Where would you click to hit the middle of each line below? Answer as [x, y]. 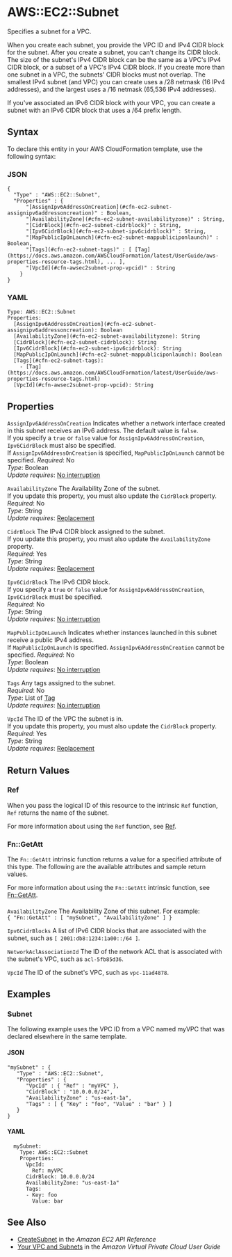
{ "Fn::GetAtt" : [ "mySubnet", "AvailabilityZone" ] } [90, 918]
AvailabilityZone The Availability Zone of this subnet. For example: [103, 911]
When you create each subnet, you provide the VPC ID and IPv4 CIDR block [116, 45]
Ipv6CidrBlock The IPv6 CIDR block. [59, 582]
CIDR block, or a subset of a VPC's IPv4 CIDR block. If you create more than [116, 67]
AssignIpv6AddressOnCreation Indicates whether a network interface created [116, 423]
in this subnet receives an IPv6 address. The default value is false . [103, 431]
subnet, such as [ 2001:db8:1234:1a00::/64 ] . [74, 938]
